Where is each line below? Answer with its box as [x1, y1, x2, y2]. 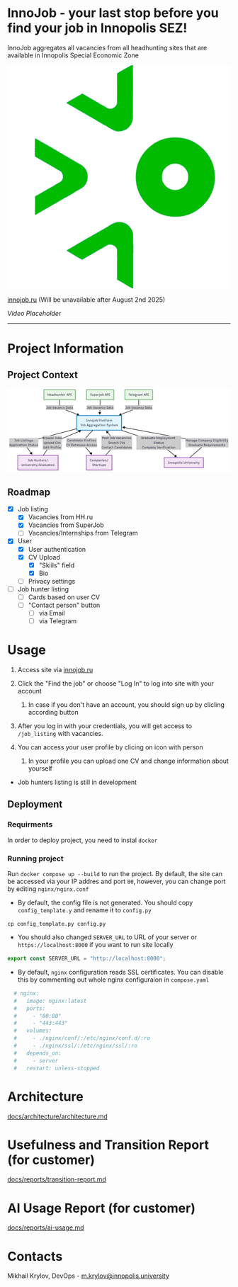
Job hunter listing [17, 584, 69, 593]
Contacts [7, 1248, 63, 1264]
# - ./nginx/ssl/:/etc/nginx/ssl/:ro [13, 1043, 138, 1050]
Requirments [7, 820, 53, 829]
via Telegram [38, 617, 77, 625]
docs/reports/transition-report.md [7, 1175, 106, 1184]
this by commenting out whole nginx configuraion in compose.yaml [17, 975, 210, 984]
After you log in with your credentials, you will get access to [17, 722, 193, 730]
